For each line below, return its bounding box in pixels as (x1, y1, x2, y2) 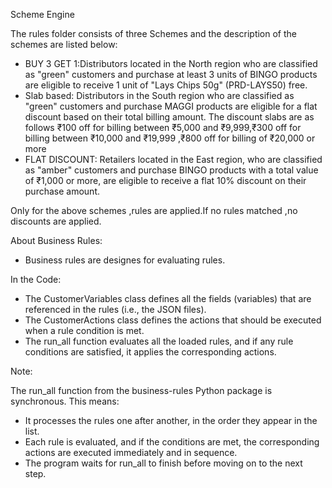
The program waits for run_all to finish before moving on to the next (24, 457, 303, 469)
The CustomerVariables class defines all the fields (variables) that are (24, 293, 312, 304)
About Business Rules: (10, 235, 103, 246)
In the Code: (10, 274, 62, 285)
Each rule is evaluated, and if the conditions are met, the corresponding (24, 436, 320, 448)
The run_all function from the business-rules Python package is (10, 385, 273, 396)
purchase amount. (24, 185, 100, 197)
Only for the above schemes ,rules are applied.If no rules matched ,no (10, 205, 298, 216)
